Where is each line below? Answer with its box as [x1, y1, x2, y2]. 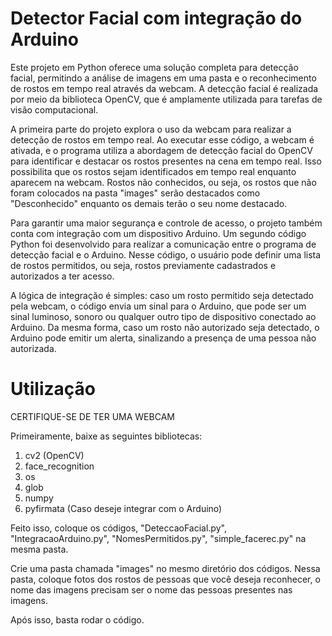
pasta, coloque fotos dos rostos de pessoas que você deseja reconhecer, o [10, 573, 321, 585]
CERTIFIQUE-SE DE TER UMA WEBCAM [10, 410, 175, 422]
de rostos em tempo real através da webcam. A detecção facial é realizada [10, 82, 319, 94]
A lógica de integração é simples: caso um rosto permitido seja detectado [10, 289, 315, 301]
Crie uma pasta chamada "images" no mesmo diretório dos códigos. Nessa [10, 562, 321, 574]
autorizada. [10, 342, 57, 354]
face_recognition [24, 460, 95, 472]
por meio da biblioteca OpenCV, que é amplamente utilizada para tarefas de [10, 93, 323, 105]
